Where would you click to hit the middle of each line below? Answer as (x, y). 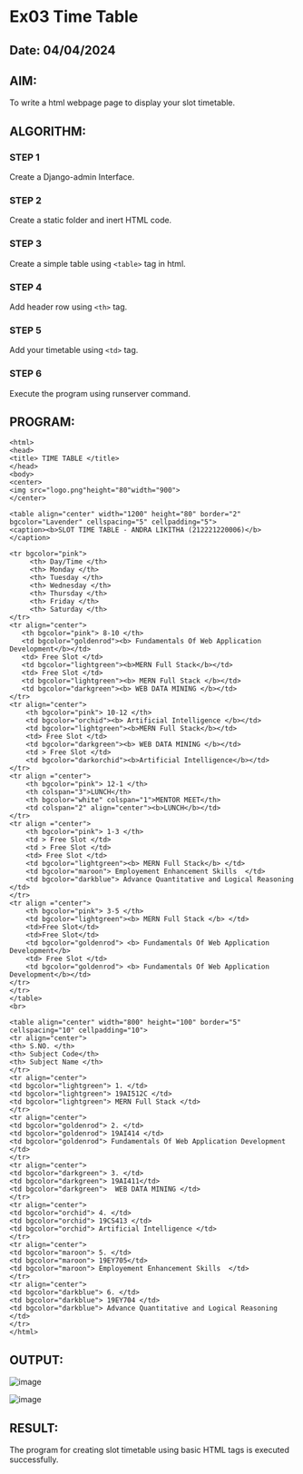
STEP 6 (26, 374)
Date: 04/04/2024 (63, 50)
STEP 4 (26, 287)
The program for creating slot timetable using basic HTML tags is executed (150, 1450)
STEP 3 (26, 244)
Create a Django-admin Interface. (72, 177)
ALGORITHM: (48, 131)
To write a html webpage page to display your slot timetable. (122, 103)
